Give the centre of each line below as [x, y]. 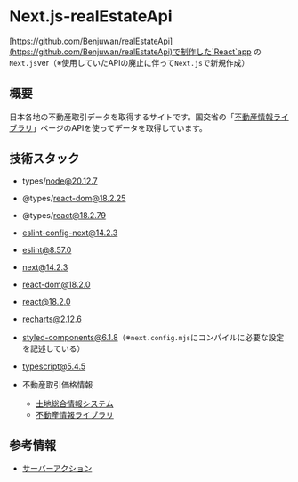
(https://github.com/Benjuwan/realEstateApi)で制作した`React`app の [136, 52]
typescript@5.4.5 [54, 366]
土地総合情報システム [74, 404]
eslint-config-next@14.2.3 [70, 233]
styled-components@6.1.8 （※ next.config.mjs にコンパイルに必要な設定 [153, 337]
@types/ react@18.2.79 [64, 215]
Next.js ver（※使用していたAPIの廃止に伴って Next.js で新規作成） [129, 62]
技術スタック [44, 159]
